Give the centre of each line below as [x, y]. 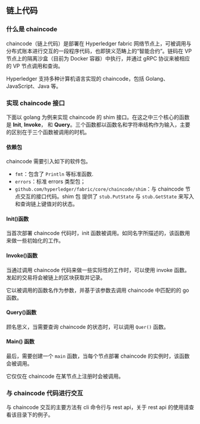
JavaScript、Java [28, 86]
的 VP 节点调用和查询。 [35, 66]
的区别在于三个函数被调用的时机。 [48, 132]
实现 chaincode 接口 [36, 103]
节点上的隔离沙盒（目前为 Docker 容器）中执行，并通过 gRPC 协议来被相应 [98, 58]
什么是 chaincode [32, 29]
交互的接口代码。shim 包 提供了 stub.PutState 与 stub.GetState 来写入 [107, 197]
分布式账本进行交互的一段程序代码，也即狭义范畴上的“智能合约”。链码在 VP [99, 51]
